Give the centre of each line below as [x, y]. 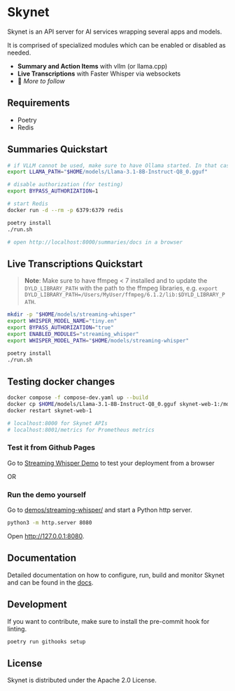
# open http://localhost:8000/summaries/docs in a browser [95, 242]
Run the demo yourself [47, 494]
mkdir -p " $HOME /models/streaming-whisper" [72, 315]
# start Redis [28, 204]
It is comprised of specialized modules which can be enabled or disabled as [116, 45]
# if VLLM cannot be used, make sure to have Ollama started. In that [112, 165]
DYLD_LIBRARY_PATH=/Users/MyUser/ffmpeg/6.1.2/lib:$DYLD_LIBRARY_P [124, 295]
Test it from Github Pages [51, 447]
